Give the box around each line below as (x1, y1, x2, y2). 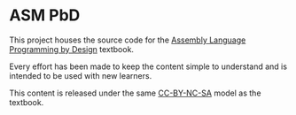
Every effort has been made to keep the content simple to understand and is (9, 61, 288, 72)
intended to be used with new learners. (9, 70, 152, 80)
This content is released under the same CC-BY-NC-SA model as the (9, 88, 261, 98)
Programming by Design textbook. (9, 43, 135, 54)
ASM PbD (9, 5, 81, 26)
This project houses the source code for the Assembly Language (9, 34, 246, 45)
